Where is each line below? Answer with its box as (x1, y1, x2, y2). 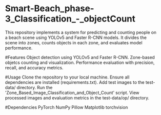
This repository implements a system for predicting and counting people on (5, 29, 157, 35)
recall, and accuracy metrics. (5, 64, 63, 71)
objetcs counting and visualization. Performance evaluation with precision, (5, 59, 155, 65)
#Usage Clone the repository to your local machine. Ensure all (5, 74, 130, 80)
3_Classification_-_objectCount (5, 13, 136, 24)
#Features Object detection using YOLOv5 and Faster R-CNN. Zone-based (5, 54, 155, 60)
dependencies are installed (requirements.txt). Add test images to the (5, 79, 145, 85)
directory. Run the (16, 84, 53, 90)
